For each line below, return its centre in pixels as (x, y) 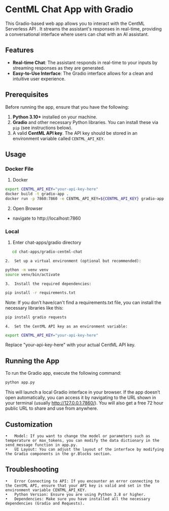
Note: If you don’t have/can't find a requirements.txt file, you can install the (83, 302)
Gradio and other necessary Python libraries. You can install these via (85, 122)
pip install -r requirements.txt (40, 293)
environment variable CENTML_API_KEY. (46, 490)
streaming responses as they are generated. (59, 68)
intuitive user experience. (39, 79)
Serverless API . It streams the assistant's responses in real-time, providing (83, 28)
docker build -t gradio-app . (37, 194)
